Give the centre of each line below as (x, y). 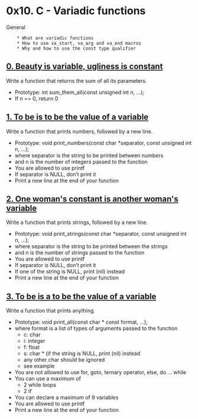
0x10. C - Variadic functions (76, 11)
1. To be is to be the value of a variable (77, 117)
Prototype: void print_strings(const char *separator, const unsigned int (100, 234)
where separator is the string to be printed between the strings (91, 246)
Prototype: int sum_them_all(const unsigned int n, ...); (79, 92)
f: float (32, 347)
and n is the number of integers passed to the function (81, 161)
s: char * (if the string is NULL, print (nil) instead (82, 353)
